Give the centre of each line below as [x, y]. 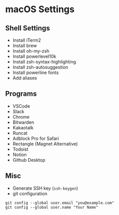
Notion [19, 154]
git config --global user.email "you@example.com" [60, 203]
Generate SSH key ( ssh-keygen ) [45, 188]
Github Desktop [29, 160]
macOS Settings [40, 9]
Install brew [25, 46]
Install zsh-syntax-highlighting [44, 62]
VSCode [21, 106]
